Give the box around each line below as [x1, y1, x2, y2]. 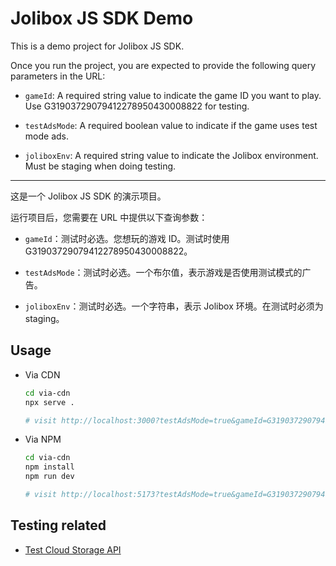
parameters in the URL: [10, 70, 106, 82]
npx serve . [24, 397, 75, 407]
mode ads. [24, 130, 69, 142]
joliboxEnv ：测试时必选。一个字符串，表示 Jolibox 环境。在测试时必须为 [24, 300, 324, 312]
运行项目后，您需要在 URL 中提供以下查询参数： [10, 211, 208, 223]
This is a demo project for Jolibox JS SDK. [10, 40, 185, 52]
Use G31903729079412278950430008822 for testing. [24, 100, 250, 112]
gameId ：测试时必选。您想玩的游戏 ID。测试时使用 [24, 232, 230, 244]
